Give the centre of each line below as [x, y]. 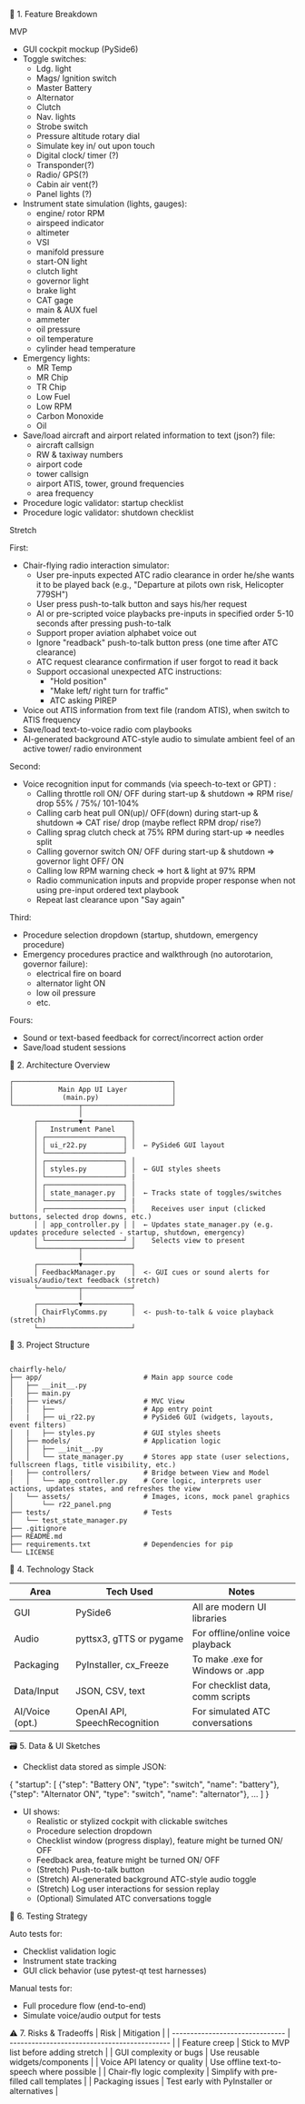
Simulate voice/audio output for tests [92, 2015]
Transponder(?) [65, 165]
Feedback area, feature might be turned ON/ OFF [128, 1860]
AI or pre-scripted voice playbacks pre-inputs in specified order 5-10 [165, 614]
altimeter [53, 233]
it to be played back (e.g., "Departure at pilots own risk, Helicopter [160, 585]
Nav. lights [56, 117]
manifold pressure [70, 252]
